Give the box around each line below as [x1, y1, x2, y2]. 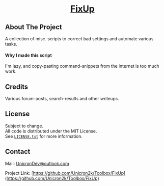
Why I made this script [5, 52, 52, 58]
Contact [5, 148, 30, 156]
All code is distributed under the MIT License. [5, 128, 97, 134]
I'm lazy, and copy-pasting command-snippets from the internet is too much [5, 63, 160, 69]
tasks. [5, 41, 18, 47]
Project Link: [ [5, 170, 33, 176]
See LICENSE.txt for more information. [5, 133, 82, 139]
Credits [5, 82, 28, 91]
